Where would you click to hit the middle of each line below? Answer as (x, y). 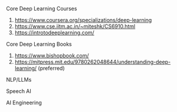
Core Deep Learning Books (39, 44)
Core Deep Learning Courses (42, 9)
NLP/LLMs (19, 80)
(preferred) (51, 68)
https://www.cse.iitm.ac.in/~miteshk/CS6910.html (75, 26)
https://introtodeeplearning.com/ (54, 33)
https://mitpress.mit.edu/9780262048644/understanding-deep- (93, 62)
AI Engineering (24, 103)
